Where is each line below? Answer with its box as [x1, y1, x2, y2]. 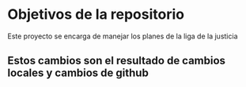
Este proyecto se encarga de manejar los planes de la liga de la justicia [7, 31, 238, 41]
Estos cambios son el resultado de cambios [7, 54, 226, 67]
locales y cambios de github [7, 67, 149, 80]
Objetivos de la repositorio [7, 5, 185, 24]
